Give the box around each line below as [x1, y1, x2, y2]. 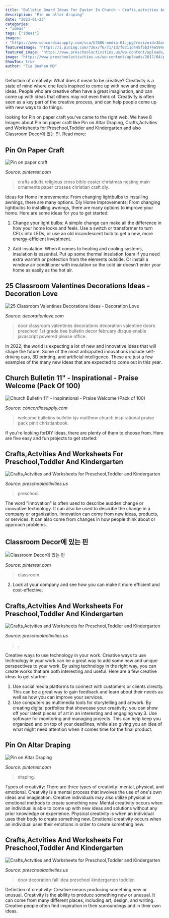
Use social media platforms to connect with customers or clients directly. [12, 683, 164, 689]
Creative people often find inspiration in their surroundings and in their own [5, 902, 161, 908]
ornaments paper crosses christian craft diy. [17, 184, 110, 190]
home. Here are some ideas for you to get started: [5, 210, 109, 216]
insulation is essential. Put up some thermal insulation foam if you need [12, 251, 160, 257]
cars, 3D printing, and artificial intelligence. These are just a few [21, 354, 153, 360]
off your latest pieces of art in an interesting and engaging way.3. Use [12, 710, 157, 716]
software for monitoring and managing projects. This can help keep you [12, 716, 161, 722]
